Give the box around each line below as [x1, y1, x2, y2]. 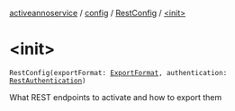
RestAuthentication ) [9, 76, 87, 85]
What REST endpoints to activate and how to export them [9, 91, 222, 102]
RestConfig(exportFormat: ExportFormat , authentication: [9, 68, 228, 77]
